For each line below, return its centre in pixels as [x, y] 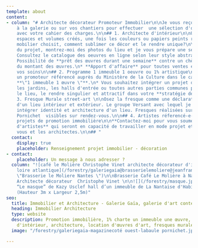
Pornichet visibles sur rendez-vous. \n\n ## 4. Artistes [88, 115]
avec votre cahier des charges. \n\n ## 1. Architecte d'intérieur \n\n [104, 34]
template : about [26, 11]
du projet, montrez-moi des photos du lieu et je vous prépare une [101, 50]
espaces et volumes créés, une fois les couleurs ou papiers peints [103, 39]
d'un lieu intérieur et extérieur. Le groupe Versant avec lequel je [104, 105]
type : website [29, 214]
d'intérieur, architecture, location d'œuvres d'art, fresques [96, 225]
